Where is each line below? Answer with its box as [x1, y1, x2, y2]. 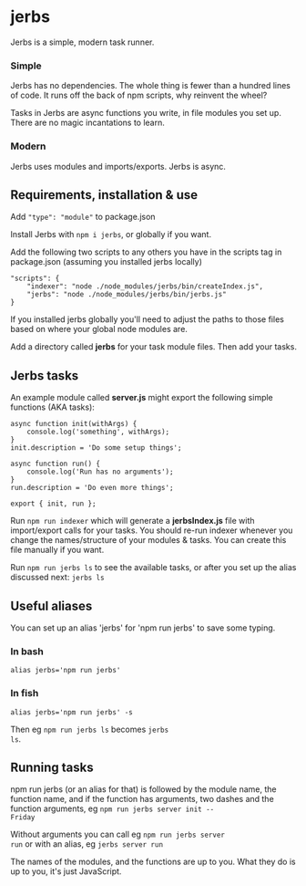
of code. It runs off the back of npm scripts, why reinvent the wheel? [10, 89, 268, 101]
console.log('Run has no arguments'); [26, 467, 174, 476]
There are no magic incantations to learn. [10, 117, 165, 129]
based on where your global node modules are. [10, 324, 188, 335]
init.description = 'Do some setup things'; [10, 443, 182, 453]
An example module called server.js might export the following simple [10, 392, 274, 403]
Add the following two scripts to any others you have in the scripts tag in [10, 246, 282, 257]
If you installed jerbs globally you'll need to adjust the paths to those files [10, 314, 285, 325]
